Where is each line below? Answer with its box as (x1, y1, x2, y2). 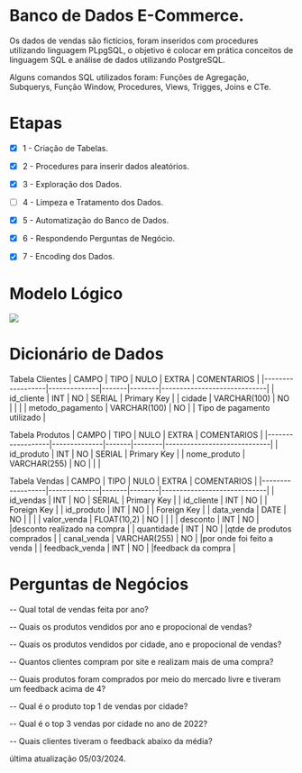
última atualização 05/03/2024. (9, 753, 126, 764)
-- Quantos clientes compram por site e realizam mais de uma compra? (9, 657, 274, 668)
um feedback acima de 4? (9, 684, 106, 695)
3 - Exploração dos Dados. (22, 179, 123, 189)
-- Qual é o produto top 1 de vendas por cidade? (9, 701, 188, 712)
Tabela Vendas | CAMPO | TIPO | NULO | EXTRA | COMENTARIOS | (9, 476, 258, 487)
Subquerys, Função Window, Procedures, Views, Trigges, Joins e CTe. (9, 81, 272, 92)
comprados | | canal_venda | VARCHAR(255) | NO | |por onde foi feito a (9, 533, 273, 544)
